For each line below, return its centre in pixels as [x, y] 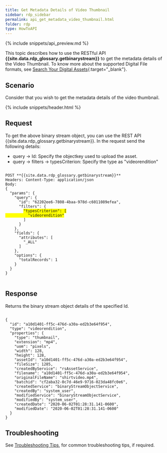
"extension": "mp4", [36, 342]
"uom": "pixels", [33, 346]
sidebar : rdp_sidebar [28, 15]
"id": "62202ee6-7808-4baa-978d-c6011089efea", [70, 202]
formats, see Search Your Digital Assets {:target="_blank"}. [66, 70]
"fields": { [27, 233]
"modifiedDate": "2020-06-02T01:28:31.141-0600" [67, 409]
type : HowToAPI [21, 29]
